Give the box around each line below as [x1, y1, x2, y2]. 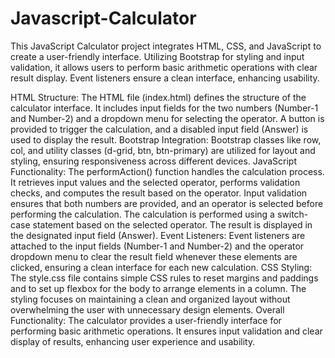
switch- [276, 208, 309, 220]
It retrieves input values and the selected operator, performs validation [10, 176, 301, 188]
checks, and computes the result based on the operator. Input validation [10, 187, 308, 199]
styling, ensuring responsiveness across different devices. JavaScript [10, 155, 298, 167]
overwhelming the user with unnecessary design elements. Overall [10, 303, 285, 316]
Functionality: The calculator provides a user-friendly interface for [10, 314, 282, 326]
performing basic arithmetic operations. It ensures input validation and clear [10, 325, 323, 337]
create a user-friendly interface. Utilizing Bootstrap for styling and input [10, 50, 305, 62]
